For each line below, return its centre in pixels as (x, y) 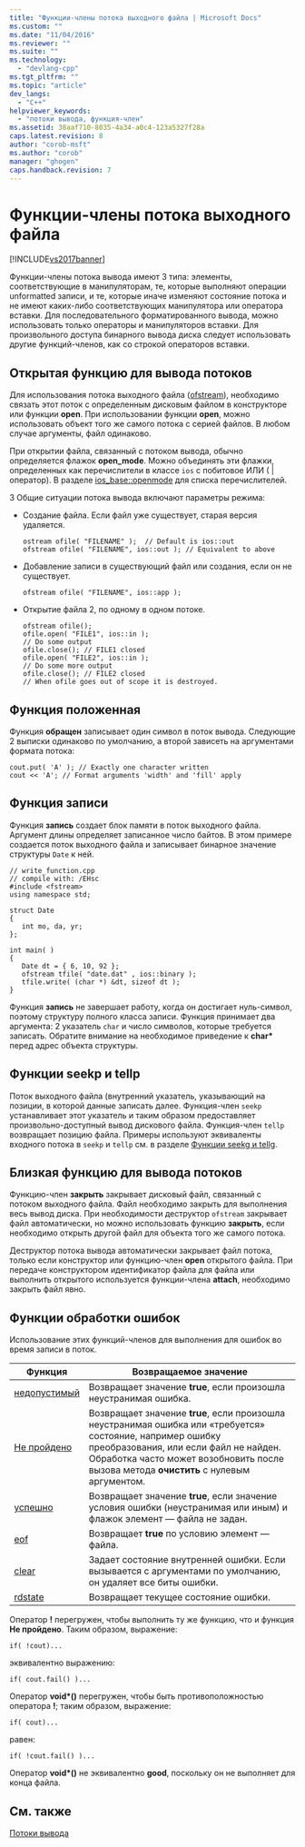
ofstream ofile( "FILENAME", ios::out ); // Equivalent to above (148, 550)
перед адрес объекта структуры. (74, 1045)
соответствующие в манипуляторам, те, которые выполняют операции (148, 286)
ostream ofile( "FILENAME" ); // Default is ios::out (128, 541)
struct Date (32, 910)
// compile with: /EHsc (54, 879)
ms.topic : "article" (49, 85)
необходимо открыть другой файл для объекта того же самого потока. (148, 1233)
